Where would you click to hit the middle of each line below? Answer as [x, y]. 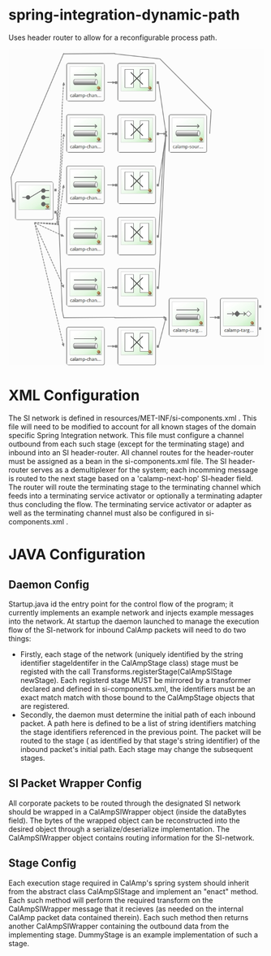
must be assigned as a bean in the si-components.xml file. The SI [118, 462]
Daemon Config [49, 584]
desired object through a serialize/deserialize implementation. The [119, 829]
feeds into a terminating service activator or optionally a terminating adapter [135, 496]
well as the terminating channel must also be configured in [106, 513]
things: [20, 639]
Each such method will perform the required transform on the [111, 900]
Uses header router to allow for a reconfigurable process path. [113, 37]
